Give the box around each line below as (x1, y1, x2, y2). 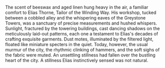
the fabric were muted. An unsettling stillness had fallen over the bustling (5, 52, 156, 58)
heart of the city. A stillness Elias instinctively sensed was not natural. (5, 57, 148, 63)
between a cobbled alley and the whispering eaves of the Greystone (5, 15, 146, 20)
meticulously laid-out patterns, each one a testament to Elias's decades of (5, 31, 158, 36)
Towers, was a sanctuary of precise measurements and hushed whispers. (5, 20, 157, 26)
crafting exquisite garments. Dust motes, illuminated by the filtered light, (5, 36, 153, 42)
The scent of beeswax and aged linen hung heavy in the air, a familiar (5, 4, 148, 10)
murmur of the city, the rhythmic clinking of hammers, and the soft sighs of (5, 47, 160, 52)
